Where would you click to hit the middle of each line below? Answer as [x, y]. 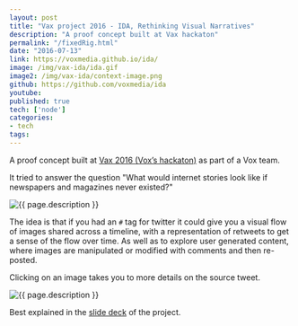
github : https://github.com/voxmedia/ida [88, 84]
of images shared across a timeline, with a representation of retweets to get [149, 231]
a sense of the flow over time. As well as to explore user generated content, [149, 241]
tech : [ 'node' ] [38, 110]
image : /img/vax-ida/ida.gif [64, 68]
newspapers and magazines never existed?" [91, 187]
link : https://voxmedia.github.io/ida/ [84, 59]
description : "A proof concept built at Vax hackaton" [114, 34]
